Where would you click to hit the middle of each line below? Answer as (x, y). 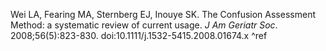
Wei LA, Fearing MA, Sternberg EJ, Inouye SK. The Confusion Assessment (163, 14)
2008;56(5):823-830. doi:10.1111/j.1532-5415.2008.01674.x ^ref (139, 35)
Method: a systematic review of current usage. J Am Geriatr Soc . (144, 25)
